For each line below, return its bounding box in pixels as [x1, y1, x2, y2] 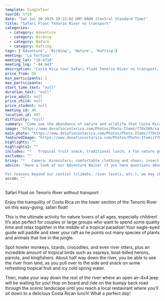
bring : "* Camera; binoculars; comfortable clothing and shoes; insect [5, 158, 160, 163]
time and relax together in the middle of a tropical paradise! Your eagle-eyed [5, 224, 160, 230]
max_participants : [5, 80, 43, 85]
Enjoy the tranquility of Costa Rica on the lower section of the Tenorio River [5, 199, 157, 205]
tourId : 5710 [5, 12, 32, 17]
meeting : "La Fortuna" [5, 53, 52, 58]
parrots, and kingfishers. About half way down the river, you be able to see [5, 255, 156, 261]
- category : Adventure [9, 30, 56, 35]
